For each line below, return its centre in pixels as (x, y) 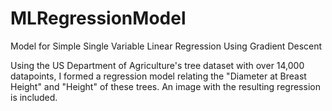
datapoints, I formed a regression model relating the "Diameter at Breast (158, 76)
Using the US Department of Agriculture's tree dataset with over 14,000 (157, 65)
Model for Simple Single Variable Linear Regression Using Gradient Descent (166, 46)
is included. (34, 97)
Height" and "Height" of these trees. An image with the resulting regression (165, 86)
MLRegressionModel (98, 18)
